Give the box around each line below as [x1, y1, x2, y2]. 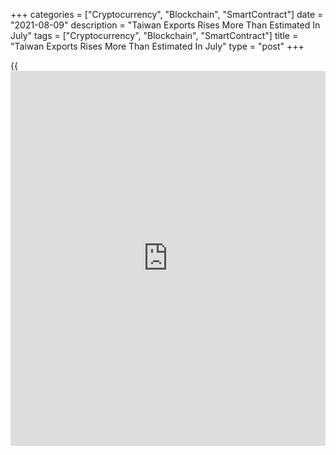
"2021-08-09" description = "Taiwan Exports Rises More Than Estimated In [10, 19, 321, 31]
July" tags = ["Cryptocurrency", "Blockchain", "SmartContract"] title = [10, 30, 299, 41]
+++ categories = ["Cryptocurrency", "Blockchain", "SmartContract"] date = [10, 9, 324, 20]
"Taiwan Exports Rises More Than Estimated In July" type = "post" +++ [10, 40, 305, 52]
